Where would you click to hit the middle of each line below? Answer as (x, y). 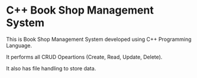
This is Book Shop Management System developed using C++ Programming (99, 39)
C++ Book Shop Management (80, 10)
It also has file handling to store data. (51, 68)
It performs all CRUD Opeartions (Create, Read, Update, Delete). (84, 57)
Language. (19, 45)
